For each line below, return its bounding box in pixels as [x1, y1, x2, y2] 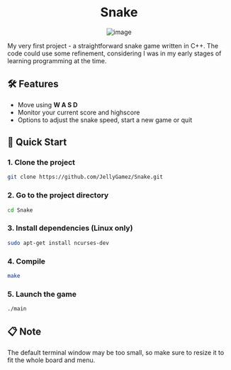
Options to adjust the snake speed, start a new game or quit [17, 115, 193, 124]
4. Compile [7, 256, 46, 266]
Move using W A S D [17, 100, 78, 109]
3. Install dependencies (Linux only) [7, 223, 133, 233]
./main [7, 305, 27, 312]
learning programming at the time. [7, 56, 107, 65]
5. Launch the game [7, 289, 77, 299]
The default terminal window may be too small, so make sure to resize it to [7, 348, 225, 357]
